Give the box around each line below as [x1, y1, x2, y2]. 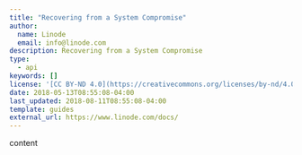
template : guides [9, 105, 75, 114]
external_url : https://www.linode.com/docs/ [9, 113, 179, 122]
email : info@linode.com [17, 38, 106, 47]
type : [9, 55, 30, 64]
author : [9, 22, 39, 30]
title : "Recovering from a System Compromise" [9, 13, 187, 22]
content [9, 138, 39, 149]
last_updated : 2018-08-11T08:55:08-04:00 [9, 96, 167, 106]
